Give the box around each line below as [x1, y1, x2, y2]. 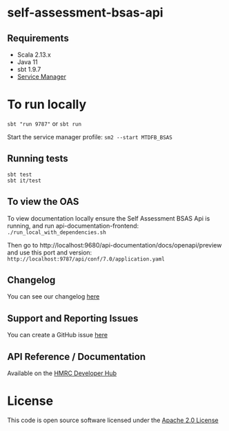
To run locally [7, 97, 87, 112]
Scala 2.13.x [17, 50, 52, 59]
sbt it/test [7, 177, 41, 184]
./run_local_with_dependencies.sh [7, 229, 107, 236]
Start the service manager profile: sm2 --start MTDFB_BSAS [7, 132, 172, 141]
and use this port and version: [7, 248, 92, 257]
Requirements [7, 32, 69, 44]
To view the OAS [7, 196, 79, 208]
